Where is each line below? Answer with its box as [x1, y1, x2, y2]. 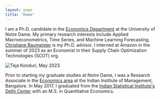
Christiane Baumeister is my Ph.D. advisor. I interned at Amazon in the [5, 42, 150, 48]
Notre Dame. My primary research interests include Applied [5, 31, 129, 37]
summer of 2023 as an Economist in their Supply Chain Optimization [5, 47, 147, 53]
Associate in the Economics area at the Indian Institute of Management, [5, 77, 153, 83]
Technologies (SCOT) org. [5, 52, 59, 58]
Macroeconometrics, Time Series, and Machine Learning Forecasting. [5, 36, 150, 43]
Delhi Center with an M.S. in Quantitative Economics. [5, 88, 115, 94]
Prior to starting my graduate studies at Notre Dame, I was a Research [5, 72, 150, 78]
